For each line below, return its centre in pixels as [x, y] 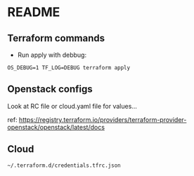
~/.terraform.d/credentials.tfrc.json [64, 165]
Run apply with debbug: [52, 55]
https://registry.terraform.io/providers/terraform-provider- [103, 119]
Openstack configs [50, 89]
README [34, 12]
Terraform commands [56, 38]
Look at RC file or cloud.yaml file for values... [72, 106]
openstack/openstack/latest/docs [56, 127]
